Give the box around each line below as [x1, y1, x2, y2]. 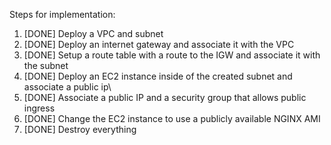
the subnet [23, 60, 69, 71]
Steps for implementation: [9, 9, 116, 20]
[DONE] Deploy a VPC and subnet [23, 28, 164, 39]
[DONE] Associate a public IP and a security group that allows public [23, 92, 307, 103]
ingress [23, 102, 56, 114]
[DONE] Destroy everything [23, 124, 137, 135]
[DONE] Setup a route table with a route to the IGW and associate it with [23, 49, 321, 61]
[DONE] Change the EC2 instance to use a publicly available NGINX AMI [23, 113, 321, 124]
